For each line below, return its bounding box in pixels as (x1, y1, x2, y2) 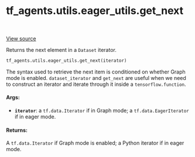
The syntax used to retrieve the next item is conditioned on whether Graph (6, 68, 186, 75)
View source (6, 35, 36, 42)
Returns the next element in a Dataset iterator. (6, 46, 117, 53)
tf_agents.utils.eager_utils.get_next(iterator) (6, 57, 127, 64)
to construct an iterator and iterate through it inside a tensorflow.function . (6, 81, 186, 88)
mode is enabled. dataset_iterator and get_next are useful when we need (6, 74, 186, 81)
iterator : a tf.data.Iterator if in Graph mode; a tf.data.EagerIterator (14, 107, 189, 114)
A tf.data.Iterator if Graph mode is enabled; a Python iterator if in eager (6, 139, 184, 146)
